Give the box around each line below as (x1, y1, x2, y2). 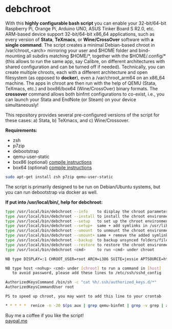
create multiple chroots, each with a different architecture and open (5, 69, 148, 75)
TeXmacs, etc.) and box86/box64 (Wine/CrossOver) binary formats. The (5, 85, 158, 91)
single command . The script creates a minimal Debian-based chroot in (5, 42, 155, 48)
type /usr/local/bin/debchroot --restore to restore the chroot (5, 242, 145, 247)
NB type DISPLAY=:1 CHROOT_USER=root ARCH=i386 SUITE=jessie (5, 256, 139, 262)
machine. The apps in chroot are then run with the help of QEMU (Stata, (5, 80, 157, 86)
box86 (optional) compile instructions (12, 159, 92, 165)
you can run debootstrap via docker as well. (5, 189, 98, 195)
